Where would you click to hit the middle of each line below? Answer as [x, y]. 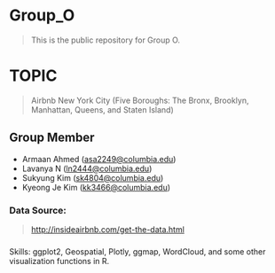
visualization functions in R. [59, 261]
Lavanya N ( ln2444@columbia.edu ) [87, 168]
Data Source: [38, 210]
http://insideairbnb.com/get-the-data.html [107, 229]
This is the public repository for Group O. [105, 40]
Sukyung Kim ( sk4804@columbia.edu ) [93, 177]
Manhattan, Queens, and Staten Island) [102, 109]
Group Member [52, 138]
